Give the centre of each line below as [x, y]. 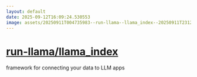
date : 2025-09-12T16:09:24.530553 [48, 17]
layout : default [26, 11]
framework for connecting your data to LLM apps [65, 68]
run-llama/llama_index [62, 51]
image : [14, 22]
